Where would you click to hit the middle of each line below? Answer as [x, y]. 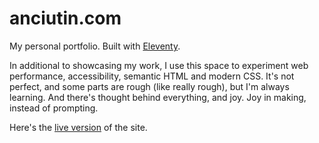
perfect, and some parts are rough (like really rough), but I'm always [149, 86]
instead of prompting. [54, 108]
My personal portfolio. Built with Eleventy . [95, 46]
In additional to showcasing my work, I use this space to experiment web [159, 65]
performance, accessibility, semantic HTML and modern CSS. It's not [152, 76]
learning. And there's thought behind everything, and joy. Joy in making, [158, 97]
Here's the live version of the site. [78, 127]
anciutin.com [65, 18]
